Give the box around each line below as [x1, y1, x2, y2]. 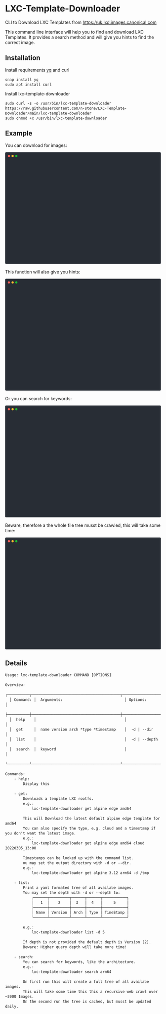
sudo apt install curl [5, 82, 52, 87]
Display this [23, 782, 50, 786]
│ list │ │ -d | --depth [9, 737, 158, 742]
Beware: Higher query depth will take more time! [23, 945, 127, 950]
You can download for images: [5, 142, 68, 148]
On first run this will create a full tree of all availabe [23, 979, 149, 984]
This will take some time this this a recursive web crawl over [23, 989, 158, 994]
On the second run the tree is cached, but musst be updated [23, 999, 152, 1004]
